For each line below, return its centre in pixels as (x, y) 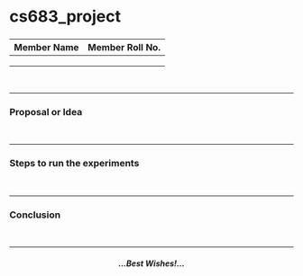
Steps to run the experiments (74, 164)
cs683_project (65, 17)
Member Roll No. (124, 48)
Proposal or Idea (46, 112)
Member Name (46, 48)
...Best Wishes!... (151, 263)
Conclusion (35, 215)
